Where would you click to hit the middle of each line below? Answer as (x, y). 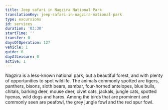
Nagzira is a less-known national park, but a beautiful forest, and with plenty (84, 75)
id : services (19, 24)
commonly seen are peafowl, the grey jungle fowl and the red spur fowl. (79, 102)
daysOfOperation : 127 (28, 43)
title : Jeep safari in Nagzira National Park (53, 10)
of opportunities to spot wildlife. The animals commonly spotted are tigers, (82, 81)
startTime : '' (20, 33)
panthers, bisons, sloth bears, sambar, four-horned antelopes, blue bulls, (80, 86)
